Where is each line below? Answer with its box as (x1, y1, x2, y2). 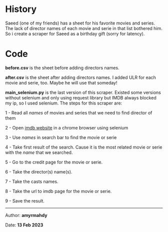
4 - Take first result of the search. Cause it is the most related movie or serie (5, 144, 162, 150)
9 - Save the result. (5, 197, 45, 203)
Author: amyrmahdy (5, 212, 47, 218)
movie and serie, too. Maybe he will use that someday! (5, 79, 117, 85)
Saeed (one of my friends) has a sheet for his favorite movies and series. (5, 20, 155, 26)
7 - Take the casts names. (5, 178, 58, 184)
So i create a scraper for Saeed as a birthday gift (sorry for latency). (5, 30, 145, 36)
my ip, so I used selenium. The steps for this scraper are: (5, 100, 122, 106)
